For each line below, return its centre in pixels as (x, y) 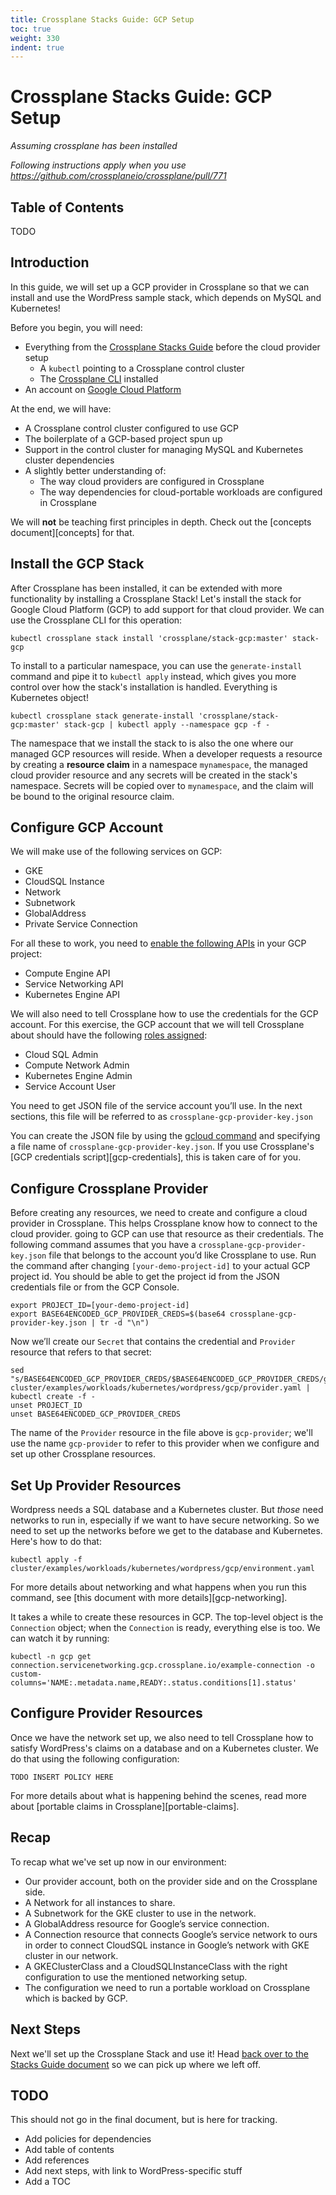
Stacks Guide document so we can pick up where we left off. (135, 2064)
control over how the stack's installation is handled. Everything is (144, 687)
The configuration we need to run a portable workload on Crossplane (167, 1987)
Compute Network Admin (77, 1065)
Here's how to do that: (56, 1542)
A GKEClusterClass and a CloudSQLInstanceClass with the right (156, 1966)
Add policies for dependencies (88, 2139)
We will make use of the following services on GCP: (116, 852)
